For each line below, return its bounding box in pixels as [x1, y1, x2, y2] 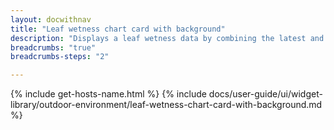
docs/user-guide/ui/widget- [208, 88, 323, 100]
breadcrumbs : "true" [10, 42, 97, 53]
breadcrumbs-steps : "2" [10, 52, 110, 62]
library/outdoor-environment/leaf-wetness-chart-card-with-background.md [10, 99, 323, 111]
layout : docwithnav [10, 14, 92, 25]
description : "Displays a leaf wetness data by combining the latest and [10, 33, 325, 43]
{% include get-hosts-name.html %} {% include [10, 88, 207, 100]
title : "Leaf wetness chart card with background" [10, 24, 226, 34]
